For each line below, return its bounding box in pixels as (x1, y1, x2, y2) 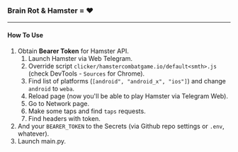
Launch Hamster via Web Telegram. (28, 54, 133, 62)
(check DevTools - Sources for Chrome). (28, 69, 145, 78)
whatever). (17, 129, 50, 138)
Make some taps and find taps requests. (28, 107, 147, 115)
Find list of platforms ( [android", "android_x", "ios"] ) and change (28, 76, 227, 85)
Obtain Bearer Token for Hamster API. (17, 47, 129, 55)
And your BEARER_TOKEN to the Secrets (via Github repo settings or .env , (17, 122, 225, 130)
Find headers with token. (28, 114, 101, 122)
